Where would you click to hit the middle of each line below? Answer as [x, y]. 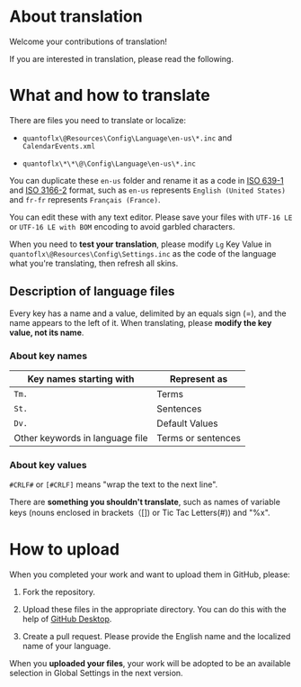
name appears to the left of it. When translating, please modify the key [141, 322]
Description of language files [92, 291]
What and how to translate [110, 95]
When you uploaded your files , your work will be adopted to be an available [150, 664]
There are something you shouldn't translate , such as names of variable [145, 502]
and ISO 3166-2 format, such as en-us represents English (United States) [147, 190]
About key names [49, 356]
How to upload [64, 550]
